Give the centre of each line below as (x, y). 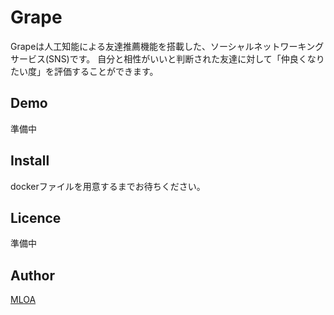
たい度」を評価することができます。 (84, 71)
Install (30, 161)
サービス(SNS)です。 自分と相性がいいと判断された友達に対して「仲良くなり (167, 58)
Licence (36, 217)
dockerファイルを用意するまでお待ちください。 (108, 186)
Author (32, 275)
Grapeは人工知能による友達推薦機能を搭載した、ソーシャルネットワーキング (167, 46)
